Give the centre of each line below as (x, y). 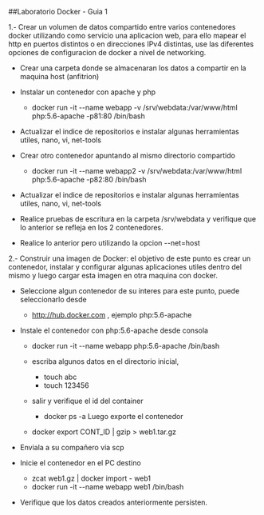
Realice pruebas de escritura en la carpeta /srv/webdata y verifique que (138, 219)
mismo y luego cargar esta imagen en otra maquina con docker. (113, 275)
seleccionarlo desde (53, 299)
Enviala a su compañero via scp (72, 447)
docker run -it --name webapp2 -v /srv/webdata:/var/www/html (137, 171)
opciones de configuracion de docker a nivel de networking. (107, 52)
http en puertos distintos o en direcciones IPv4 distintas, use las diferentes (131, 44)
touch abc (60, 377)
